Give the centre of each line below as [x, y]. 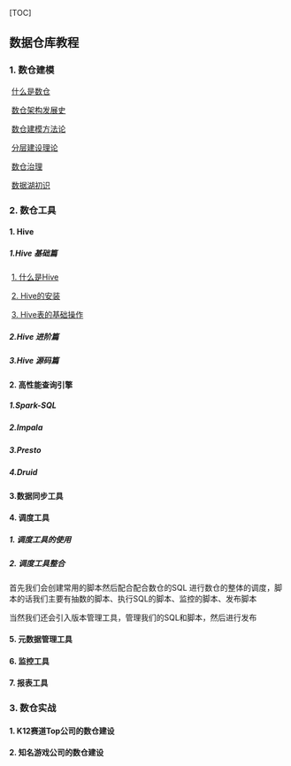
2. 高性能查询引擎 [41, 385]
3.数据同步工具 [36, 495]
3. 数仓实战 [33, 709]
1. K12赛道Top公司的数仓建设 [62, 731]
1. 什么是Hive [35, 277]
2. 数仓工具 [33, 210]
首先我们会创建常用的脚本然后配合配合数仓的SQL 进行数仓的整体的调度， [142, 587]
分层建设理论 [34, 147]
